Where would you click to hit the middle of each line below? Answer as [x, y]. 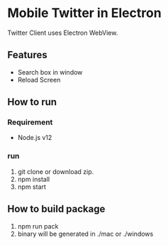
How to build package [56, 209]
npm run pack [38, 226]
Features [27, 55]
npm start [32, 187]
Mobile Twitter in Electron [84, 13]
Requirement [30, 122]
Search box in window [50, 72]
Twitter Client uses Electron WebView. [63, 33]
